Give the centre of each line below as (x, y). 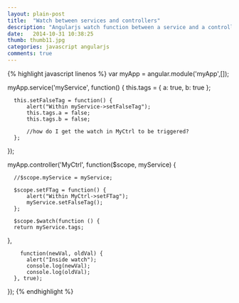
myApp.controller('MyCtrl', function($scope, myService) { (92, 165)
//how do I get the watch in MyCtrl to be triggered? (108, 131)
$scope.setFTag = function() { (60, 190)
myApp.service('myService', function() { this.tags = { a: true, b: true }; (109, 87)
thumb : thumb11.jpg (36, 40)
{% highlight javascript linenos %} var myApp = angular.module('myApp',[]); (118, 73)
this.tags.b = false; (58, 119)
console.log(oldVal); (58, 272)
